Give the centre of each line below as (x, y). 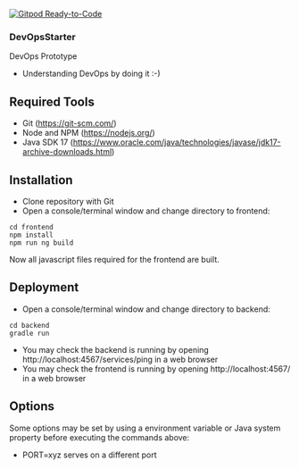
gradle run (29, 333)
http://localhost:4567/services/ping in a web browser (120, 359)
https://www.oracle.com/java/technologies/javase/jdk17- (177, 142)
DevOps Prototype (43, 56)
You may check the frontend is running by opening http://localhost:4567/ (156, 368)
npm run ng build (42, 243)
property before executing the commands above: (100, 437)
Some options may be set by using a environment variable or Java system (145, 428)
